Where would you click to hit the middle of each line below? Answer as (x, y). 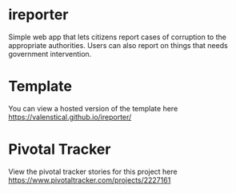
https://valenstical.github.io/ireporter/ (70, 117)
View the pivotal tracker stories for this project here (93, 171)
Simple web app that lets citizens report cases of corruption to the (117, 37)
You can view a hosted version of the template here (93, 108)
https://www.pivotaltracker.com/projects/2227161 (90, 180)
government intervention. (50, 54)
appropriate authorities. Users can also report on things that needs (118, 45)
